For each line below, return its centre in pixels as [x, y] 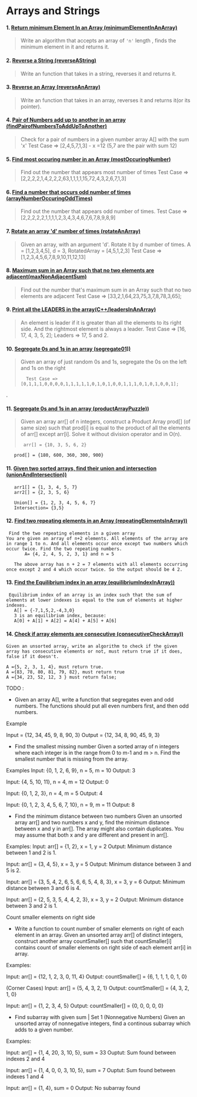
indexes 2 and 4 [26, 1059]
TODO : [15, 688]
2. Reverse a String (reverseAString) [51, 60]
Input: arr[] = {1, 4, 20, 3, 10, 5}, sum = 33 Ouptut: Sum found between [91, 1053]
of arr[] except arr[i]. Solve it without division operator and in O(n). [101, 434]
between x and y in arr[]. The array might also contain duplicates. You [99, 829]
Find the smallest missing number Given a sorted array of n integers [97, 746]
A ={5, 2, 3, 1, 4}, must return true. [55, 667]
